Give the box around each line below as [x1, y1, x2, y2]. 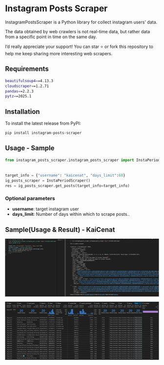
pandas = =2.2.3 [5, 89, 34, 93]
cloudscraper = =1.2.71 [5, 84, 49, 89]
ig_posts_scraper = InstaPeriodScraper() [5, 178, 91, 183]
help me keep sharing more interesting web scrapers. [5, 50, 113, 56]
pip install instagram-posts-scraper [5, 131, 82, 136]
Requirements [5, 65, 49, 73]
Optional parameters [5, 195, 55, 202]
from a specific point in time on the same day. [5, 34, 97, 40]
